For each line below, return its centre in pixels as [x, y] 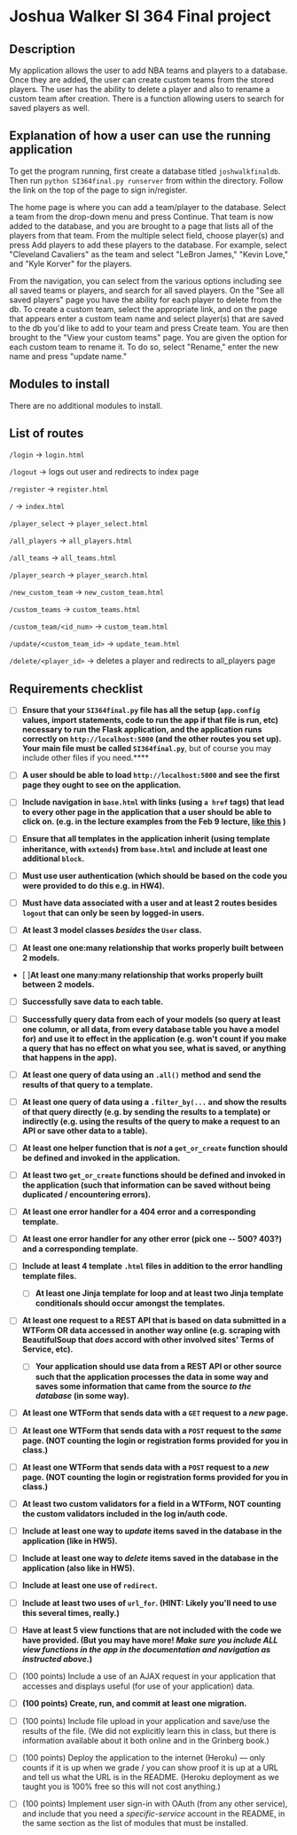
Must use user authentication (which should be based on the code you [155, 875]
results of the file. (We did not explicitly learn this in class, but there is [149, 1731]
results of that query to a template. [87, 1085]
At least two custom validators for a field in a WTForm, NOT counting [151, 1503]
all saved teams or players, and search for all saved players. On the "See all [147, 290]
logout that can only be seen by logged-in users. [113, 913]
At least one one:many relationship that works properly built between [152, 947]
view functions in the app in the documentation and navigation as [146, 1650]
